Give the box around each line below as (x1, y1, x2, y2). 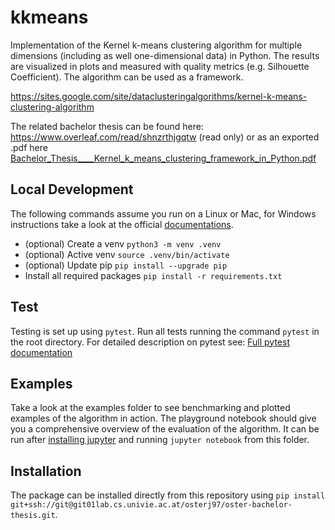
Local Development (10, 181, 134, 198)
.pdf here (10, 141, 48, 153)
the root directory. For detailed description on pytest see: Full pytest (10, 336, 291, 348)
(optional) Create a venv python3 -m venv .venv (24, 237, 222, 250)
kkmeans (10, 6, 89, 29)
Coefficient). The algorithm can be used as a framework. (10, 71, 244, 83)
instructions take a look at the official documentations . (10, 218, 234, 230)
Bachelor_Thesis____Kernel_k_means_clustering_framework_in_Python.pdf (10, 152, 317, 164)
